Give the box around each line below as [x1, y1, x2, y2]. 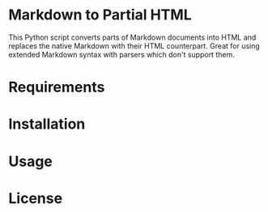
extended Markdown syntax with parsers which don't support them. [8, 49, 235, 59]
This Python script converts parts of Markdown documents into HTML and [8, 32, 257, 42]
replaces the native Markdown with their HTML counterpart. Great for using [8, 40, 261, 50]
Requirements [8, 78, 105, 96]
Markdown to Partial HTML [8, 6, 192, 24]
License [8, 189, 63, 207]
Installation [8, 115, 86, 134]
